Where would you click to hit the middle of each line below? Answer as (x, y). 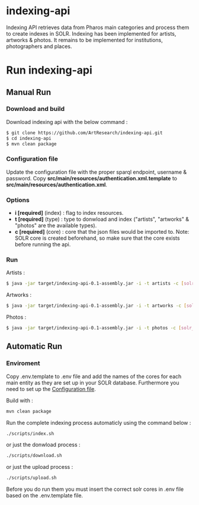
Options (18, 200)
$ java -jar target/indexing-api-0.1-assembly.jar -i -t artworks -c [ (96, 306)
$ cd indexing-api (29, 138)
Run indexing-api (49, 70)
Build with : (20, 400)
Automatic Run (34, 346)
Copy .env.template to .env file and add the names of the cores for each (94, 376)
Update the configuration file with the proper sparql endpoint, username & (97, 172)
